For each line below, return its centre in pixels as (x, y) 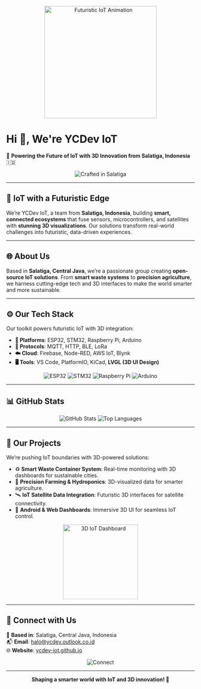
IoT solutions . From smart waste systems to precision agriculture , (108, 277)
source (15, 277)
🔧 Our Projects (33, 443)
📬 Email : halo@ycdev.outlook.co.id (51, 641)
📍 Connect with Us (41, 621)
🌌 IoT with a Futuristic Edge (58, 198)
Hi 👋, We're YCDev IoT (62, 139)
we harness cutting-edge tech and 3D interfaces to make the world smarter (99, 283)
